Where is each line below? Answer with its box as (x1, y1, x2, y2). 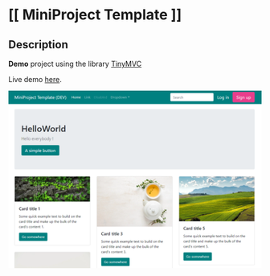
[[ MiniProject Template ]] (8, 6, 182, 24)
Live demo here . (8, 75, 63, 84)
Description (8, 38, 68, 51)
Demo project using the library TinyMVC (8, 59, 142, 68)
